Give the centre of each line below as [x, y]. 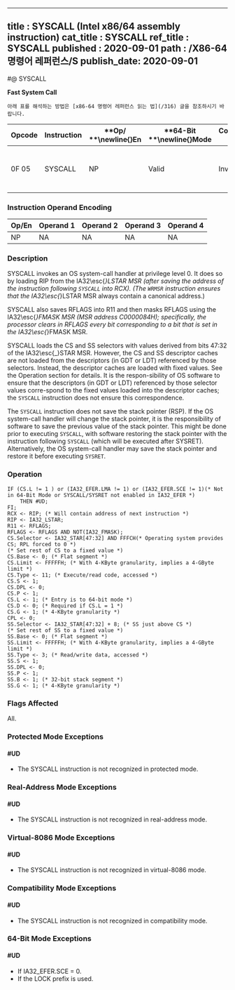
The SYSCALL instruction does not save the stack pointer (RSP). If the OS [111, 411]
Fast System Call [32, 92]
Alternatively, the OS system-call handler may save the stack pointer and [112, 449]
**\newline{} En [115, 139]
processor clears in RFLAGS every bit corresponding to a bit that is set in [113, 324]
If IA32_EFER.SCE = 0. [49, 971]
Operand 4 [186, 225]
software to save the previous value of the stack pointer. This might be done [117, 426]
